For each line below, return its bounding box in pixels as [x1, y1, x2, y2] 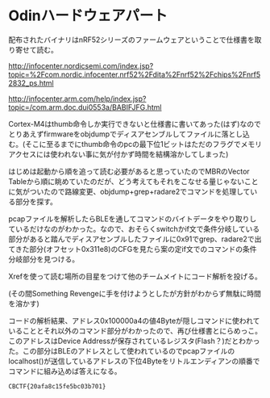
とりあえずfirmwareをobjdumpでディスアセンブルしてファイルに [8, 129, 222, 139]
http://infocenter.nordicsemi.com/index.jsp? [8, 61, 154, 70]
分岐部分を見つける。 [8, 254, 79, 264]
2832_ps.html [8, 78, 54, 88]
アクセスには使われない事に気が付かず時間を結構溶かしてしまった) [8, 149, 229, 159]
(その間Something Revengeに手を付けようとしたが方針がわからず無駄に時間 [8, 288, 262, 298]
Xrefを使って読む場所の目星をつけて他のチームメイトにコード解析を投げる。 [8, 271, 262, 281]
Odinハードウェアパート [8, 6, 168, 25]
